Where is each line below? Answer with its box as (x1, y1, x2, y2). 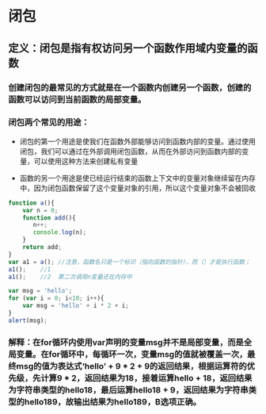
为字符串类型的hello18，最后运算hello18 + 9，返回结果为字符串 (8, 384, 249, 395)
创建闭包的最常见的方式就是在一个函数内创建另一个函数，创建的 (8, 82, 252, 93)
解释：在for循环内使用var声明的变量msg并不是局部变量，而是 (8, 336, 244, 347)
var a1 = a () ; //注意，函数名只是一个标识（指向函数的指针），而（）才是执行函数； (8, 258, 251, 266)
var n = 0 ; (22, 206, 59, 214)
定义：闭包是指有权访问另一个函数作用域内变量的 (8, 41, 248, 55)
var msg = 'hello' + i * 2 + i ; (22, 302, 129, 310)
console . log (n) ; (32, 228, 87, 236)
